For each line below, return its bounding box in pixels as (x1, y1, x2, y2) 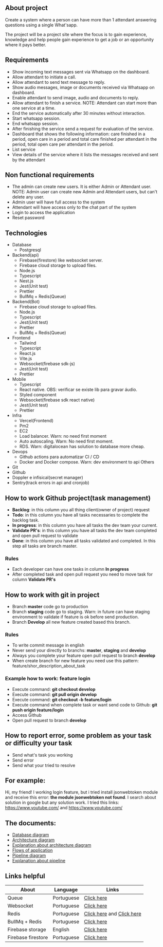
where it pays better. (5, 41, 46, 48)
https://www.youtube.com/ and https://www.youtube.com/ (5, 805, 123, 811)
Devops (12, 449, 28, 455)
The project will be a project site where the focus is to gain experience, (5, 31, 147, 37)
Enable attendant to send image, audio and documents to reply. (12, 94, 140, 100)
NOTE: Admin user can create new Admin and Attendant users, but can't (12, 189, 158, 195)
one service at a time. (12, 105, 56, 111)
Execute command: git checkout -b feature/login (12, 696, 112, 703)
